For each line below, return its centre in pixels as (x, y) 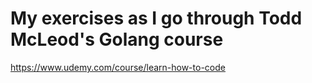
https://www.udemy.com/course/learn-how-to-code (118, 67)
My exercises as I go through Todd (156, 18)
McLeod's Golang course (117, 39)
